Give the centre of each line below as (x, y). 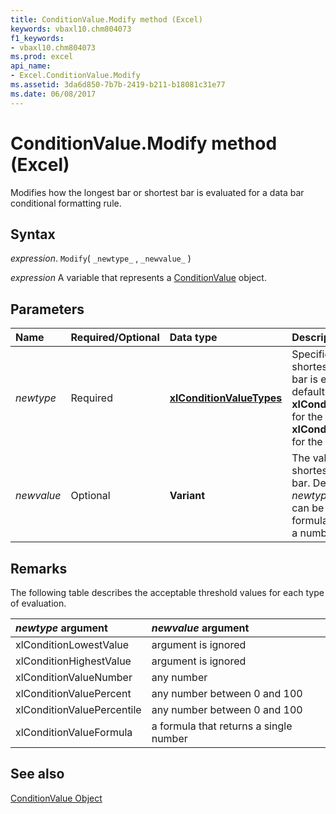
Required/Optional (115, 338)
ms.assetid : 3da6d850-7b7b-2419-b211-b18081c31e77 (118, 85)
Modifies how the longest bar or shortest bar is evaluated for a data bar (157, 192)
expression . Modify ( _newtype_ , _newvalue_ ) (101, 258)
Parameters (47, 309)
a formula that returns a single (222, 726)
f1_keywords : (37, 38)
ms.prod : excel (42, 57)
